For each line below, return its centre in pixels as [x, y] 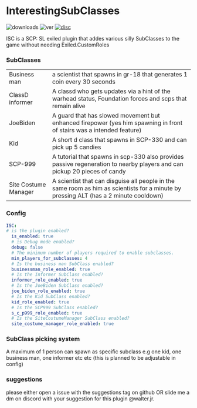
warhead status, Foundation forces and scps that [119, 99]
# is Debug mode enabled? [43, 242]
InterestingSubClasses [63, 11]
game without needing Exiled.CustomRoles [58, 45]
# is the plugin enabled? [38, 231]
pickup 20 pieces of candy [89, 172]
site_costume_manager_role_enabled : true [63, 324]
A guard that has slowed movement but [106, 116]
